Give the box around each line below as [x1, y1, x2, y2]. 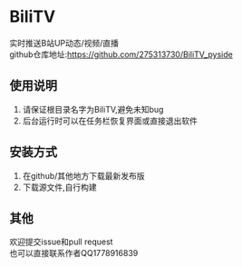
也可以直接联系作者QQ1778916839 [9, 248, 139, 259]
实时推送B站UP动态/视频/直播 [9, 37, 120, 48]
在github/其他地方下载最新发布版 [22, 170, 145, 181]
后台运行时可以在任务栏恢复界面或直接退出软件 [22, 115, 198, 126]
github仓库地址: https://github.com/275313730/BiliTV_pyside [9, 48, 233, 60]
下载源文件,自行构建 [22, 182, 97, 193]
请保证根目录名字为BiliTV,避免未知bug [22, 104, 164, 114]
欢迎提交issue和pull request [9, 236, 113, 247]
